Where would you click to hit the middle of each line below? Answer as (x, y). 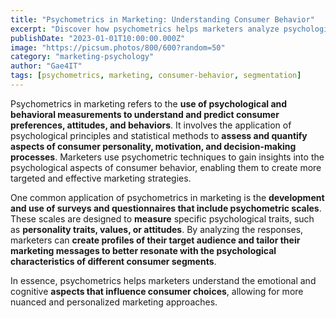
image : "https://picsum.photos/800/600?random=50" (118, 47)
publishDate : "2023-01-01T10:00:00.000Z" (98, 38)
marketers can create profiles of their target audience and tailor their (155, 240)
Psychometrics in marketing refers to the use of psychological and (149, 103)
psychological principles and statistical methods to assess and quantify (159, 135)
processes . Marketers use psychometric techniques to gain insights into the (167, 157)
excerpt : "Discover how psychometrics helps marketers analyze (145, 29)
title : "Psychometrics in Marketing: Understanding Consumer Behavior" (162, 19)
